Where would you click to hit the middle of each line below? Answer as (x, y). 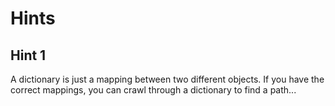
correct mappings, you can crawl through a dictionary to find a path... (153, 90)
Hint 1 (28, 55)
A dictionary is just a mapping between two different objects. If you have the (167, 79)
